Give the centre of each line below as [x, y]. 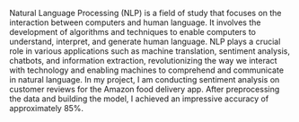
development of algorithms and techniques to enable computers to [132, 32]
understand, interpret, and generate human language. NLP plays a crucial [145, 41]
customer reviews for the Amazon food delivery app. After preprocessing [145, 89]
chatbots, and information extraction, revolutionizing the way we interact [143, 61]
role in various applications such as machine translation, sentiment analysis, [149, 51]
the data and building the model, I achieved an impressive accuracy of [139, 99]
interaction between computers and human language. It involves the [135, 22]
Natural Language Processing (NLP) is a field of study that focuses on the [145, 13]
